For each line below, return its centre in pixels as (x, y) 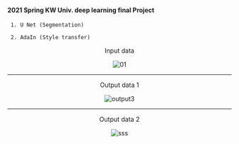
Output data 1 (119, 85)
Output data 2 (119, 119)
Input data (119, 51)
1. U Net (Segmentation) (47, 25)
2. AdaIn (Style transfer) (51, 38)
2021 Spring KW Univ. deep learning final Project (81, 10)
